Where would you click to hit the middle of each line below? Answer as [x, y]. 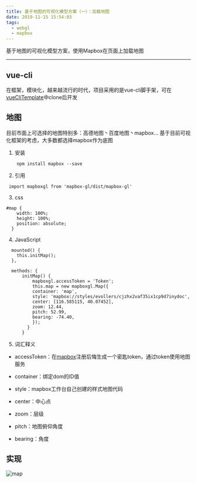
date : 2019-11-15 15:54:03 [39, 17]
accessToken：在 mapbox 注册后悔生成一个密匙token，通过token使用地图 [102, 356]
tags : [13, 22]
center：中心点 [33, 401]
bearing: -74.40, [53, 317]
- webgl [21, 28]
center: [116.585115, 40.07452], [73, 302]
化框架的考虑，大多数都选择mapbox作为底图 [60, 140]
